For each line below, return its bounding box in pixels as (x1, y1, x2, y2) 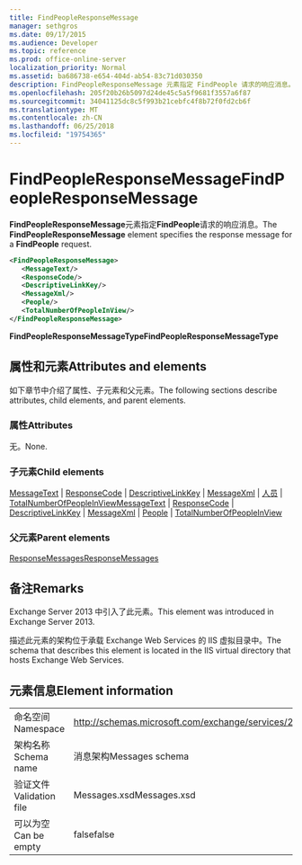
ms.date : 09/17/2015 (9, 30, 87, 39)
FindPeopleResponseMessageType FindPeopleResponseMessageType (9, 330, 279, 342)
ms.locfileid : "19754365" (9, 130, 106, 139)
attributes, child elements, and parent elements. (9, 395, 186, 406)
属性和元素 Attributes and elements (9, 359, 207, 374)
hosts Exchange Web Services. (9, 655, 124, 665)
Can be (13, 829, 45, 842)
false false (73, 828, 115, 841)
